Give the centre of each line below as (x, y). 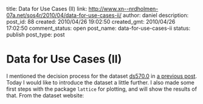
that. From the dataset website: (45, 95)
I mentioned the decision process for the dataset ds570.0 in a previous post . (102, 76)
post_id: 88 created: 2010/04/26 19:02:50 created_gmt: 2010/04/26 (91, 22)
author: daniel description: (156, 15)
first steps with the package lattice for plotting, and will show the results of (102, 89)
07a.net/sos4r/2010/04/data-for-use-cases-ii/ (64, 15)
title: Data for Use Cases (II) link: (47, 9)
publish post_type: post (36, 35)
